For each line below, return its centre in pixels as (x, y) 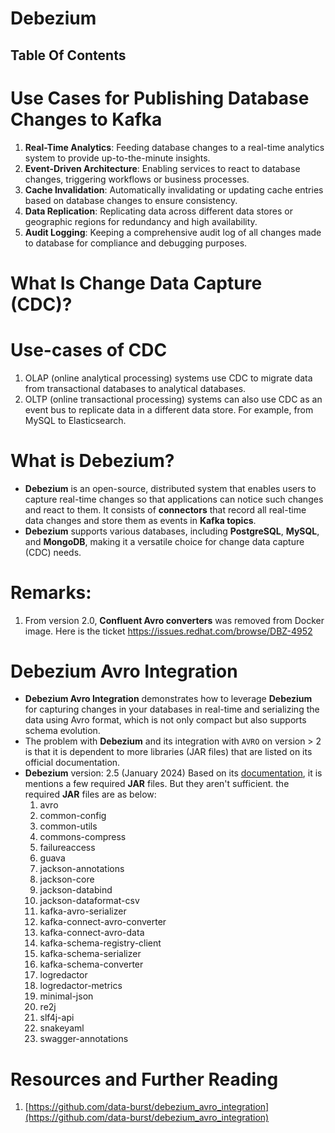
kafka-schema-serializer (90, 954)
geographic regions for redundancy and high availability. (141, 221)
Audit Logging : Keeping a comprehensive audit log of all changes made (173, 232)
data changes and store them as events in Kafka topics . (140, 520)
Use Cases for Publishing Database (160, 98)
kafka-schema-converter (91, 964)
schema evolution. (62, 731)
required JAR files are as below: (90, 794)
